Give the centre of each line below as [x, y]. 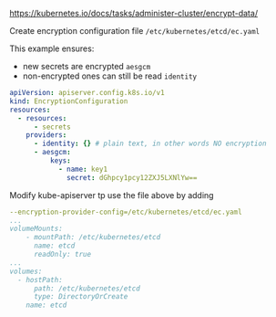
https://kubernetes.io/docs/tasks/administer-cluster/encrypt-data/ [133, 13]
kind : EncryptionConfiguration [69, 101]
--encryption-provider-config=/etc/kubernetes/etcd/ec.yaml [126, 212]
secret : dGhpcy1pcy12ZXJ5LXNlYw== [132, 177]
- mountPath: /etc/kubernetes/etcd [93, 238]
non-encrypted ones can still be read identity [110, 76]
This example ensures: [52, 48]
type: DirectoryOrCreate [81, 297]
